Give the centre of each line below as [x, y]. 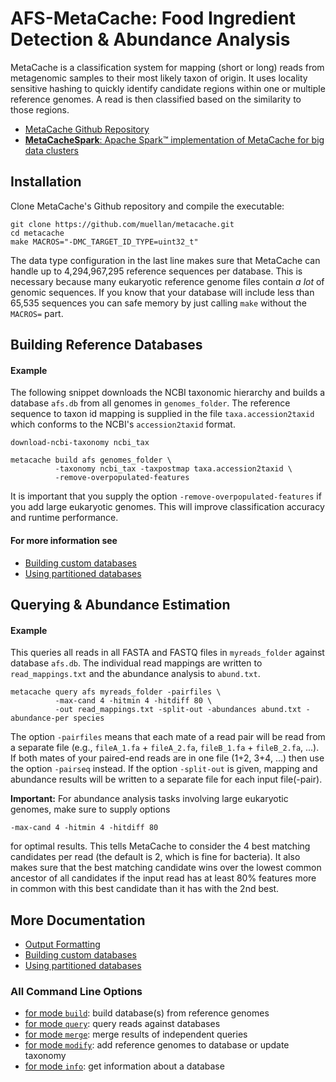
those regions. [40, 109]
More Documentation [78, 920]
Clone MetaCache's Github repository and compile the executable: [147, 206]
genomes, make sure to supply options [90, 809]
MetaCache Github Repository [87, 129]
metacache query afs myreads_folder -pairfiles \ [116, 692]
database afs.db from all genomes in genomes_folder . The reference [150, 403]
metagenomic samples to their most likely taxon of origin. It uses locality [159, 78]
